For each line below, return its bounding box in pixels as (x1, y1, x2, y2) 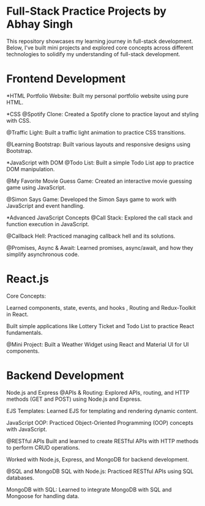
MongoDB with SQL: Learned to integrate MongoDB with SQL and (6, 486, 172, 493)
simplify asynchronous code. (6, 251, 80, 258)
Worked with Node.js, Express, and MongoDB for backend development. (6, 455, 189, 463)
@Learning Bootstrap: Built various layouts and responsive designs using (6, 141, 191, 148)
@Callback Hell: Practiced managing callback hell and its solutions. (6, 232, 176, 240)
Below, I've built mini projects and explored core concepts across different (6, 44, 194, 51)
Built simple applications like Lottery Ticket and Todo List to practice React (6, 322, 195, 329)
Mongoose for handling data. (6, 492, 80, 499)
